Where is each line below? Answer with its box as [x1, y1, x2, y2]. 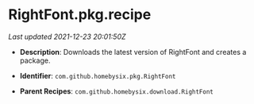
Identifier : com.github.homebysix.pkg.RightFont [19, 71, 176, 80]
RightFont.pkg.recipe [8, 6, 152, 24]
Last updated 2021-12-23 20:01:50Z [8, 32, 126, 41]
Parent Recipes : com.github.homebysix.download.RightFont [19, 86, 214, 96]
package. [19, 56, 51, 65]
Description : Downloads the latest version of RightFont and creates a [19, 47, 247, 56]
